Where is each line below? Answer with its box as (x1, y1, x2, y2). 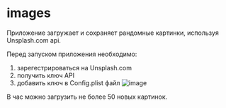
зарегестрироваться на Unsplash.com (16, 63, 132, 72)
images (6, 5, 51, 21)
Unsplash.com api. (6, 36, 62, 44)
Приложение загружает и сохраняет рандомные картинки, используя (6, 28, 219, 37)
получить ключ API (16, 71, 75, 80)
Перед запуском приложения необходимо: (6, 50, 137, 58)
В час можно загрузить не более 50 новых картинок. (6, 92, 168, 101)
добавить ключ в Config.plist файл (16, 78, 120, 87)
